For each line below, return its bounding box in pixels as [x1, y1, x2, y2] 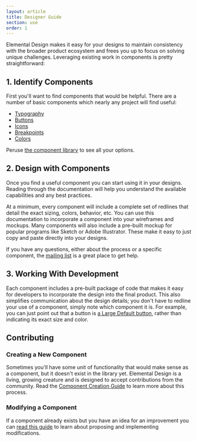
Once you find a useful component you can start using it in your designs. [6, 179, 182, 186]
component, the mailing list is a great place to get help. [6, 252, 139, 259]
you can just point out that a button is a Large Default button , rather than [6, 309, 182, 316]
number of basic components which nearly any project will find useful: [6, 99, 177, 106]
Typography [14, 110, 45, 118]
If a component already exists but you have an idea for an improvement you [6, 417, 189, 424]
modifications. [6, 429, 41, 436]
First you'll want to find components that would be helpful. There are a [6, 92, 176, 100]
